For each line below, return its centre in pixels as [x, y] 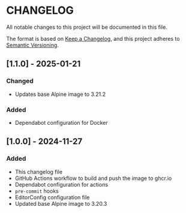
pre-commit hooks [37, 191]
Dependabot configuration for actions [61, 184]
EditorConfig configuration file [52, 197]
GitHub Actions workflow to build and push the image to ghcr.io [93, 178]
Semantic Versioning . [32, 45]
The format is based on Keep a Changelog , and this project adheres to [93, 38]
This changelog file [39, 172]
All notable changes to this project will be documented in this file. [87, 27]
